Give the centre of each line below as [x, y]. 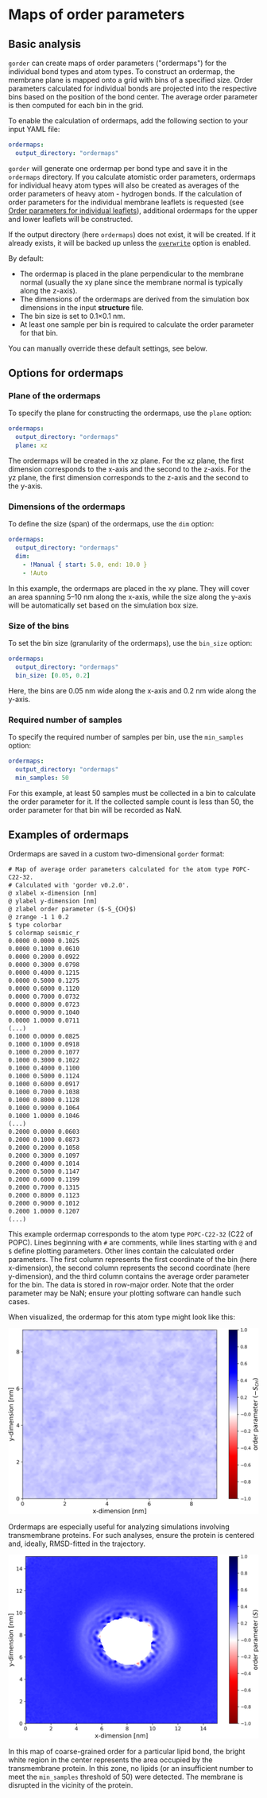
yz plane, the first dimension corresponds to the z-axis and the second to [128, 478]
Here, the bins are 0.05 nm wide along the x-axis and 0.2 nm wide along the [132, 690]
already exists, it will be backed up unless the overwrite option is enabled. [130, 243]
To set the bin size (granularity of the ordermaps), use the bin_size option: [130, 643]
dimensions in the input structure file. [82, 307]
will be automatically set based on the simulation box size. [103, 605]
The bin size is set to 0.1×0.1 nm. [72, 316]
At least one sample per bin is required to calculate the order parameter [137, 324]
